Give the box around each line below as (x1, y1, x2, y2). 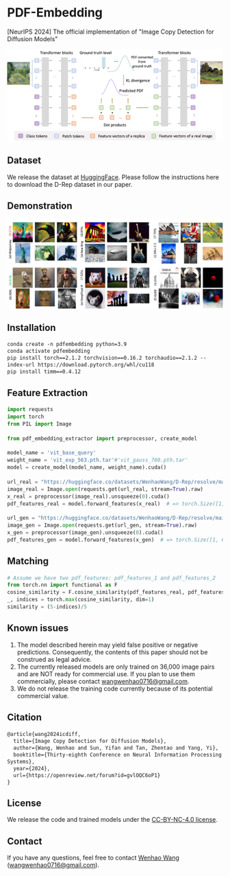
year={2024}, (13, 765, 51, 772)
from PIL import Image (7, 420, 72, 427)
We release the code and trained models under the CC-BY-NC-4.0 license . (7, 816, 218, 824)
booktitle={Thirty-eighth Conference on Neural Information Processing (13, 751, 222, 758)
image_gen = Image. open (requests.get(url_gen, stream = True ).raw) (7, 522, 197, 529)
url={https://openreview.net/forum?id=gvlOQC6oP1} (13, 772, 161, 779)
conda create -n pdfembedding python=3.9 (7, 341, 127, 348)
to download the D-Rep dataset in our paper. (7, 180, 133, 188)
